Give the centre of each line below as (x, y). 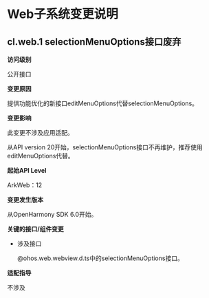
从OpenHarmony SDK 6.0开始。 (52, 214)
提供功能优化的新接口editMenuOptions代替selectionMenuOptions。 (102, 103)
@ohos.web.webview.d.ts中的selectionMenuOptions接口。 (100, 258)
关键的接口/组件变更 (35, 229)
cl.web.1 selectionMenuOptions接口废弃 (94, 42)
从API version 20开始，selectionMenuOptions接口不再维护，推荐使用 (105, 147)
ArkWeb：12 (25, 185)
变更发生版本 (25, 200)
